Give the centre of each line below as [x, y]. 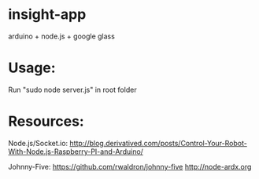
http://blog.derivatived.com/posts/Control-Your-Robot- [159, 143]
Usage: [32, 68]
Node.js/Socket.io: [38, 143]
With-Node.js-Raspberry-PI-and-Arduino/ [76, 152]
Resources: [46, 121]
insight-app [47, 15]
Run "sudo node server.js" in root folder [72, 89]
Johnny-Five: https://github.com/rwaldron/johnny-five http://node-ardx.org [130, 166]
